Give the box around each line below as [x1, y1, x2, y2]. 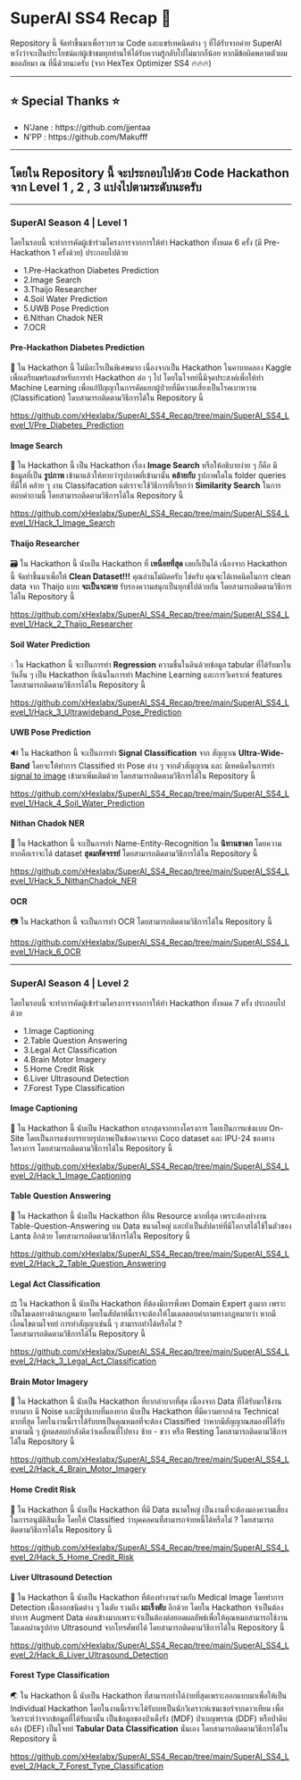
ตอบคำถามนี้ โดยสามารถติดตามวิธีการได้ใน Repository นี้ [10, 491, 184, 501]
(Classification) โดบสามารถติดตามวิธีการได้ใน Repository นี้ [10, 392, 204, 403]
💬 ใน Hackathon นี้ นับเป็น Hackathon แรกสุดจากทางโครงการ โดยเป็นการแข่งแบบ [10, 1122, 267, 1133]
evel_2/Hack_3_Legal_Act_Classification [10, 1356, 157, 1366]
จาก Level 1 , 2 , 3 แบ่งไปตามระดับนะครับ [10, 180, 202, 195]
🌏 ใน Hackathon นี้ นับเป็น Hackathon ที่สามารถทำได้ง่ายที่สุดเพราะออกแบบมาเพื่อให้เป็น [10, 1691, 287, 1700]
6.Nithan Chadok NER [22, 312, 104, 323]
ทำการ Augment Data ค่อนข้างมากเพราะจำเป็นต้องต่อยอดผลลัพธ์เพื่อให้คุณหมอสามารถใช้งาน [10, 1612, 288, 1623]
